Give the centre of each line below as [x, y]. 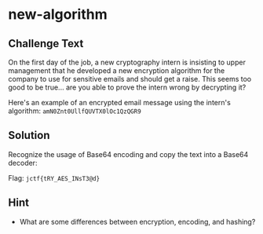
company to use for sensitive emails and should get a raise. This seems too [130, 79]
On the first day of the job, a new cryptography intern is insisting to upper [127, 62]
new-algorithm [58, 15]
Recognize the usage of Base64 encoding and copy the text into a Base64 [128, 154]
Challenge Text [46, 44]
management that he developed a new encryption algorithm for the [117, 71]
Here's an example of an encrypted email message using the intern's [120, 102]
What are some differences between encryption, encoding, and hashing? [137, 221]
